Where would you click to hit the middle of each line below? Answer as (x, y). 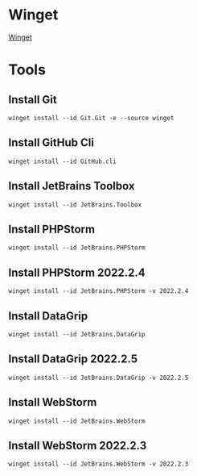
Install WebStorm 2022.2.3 (78, 446)
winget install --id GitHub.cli (62, 161)
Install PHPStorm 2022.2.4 (77, 272)
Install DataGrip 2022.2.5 (73, 359)
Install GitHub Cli (51, 143)
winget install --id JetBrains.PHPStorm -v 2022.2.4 (98, 291)
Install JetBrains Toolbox (72, 186)
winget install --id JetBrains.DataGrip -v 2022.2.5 (98, 378)
